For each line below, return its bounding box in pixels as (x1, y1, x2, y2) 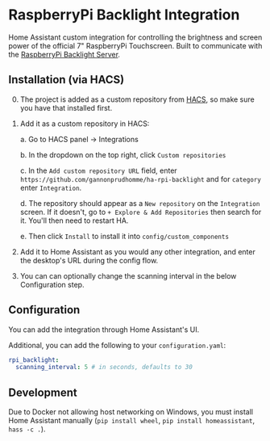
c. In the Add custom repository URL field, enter (19, 166, 177, 175)
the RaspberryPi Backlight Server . (8, 49, 121, 59)
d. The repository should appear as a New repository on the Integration (19, 198, 260, 208)
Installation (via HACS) (8, 73, 125, 86)
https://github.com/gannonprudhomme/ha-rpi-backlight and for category (19, 174, 262, 183)
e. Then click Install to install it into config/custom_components (19, 231, 230, 241)
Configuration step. (19, 279, 85, 289)
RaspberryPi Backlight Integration (8, 6, 240, 24)
